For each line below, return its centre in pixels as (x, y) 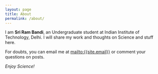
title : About (18, 14)
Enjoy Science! (20, 66)
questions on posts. (25, 57)
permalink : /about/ (25, 18)
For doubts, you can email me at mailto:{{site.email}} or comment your (75, 52)
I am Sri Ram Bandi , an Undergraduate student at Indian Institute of (72, 32)
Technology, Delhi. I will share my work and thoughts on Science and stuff (79, 37)
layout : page (18, 9)
